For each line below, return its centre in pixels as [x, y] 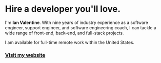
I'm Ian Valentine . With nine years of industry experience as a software [77, 22]
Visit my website [25, 55]
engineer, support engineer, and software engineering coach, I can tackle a [81, 27]
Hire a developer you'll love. [63, 9]
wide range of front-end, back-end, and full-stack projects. [65, 33]
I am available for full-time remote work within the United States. [70, 42]
